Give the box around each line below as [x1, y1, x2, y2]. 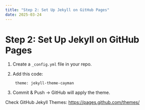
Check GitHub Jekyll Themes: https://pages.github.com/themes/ [5, 99, 140, 105]
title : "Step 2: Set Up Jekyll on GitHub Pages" [5, 7, 110, 13]
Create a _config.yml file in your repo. [12, 61, 92, 67]
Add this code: [12, 71, 43, 77]
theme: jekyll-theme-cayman [15, 81, 74, 86]
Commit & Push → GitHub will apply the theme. [12, 89, 110, 96]
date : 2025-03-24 [5, 12, 42, 17]
